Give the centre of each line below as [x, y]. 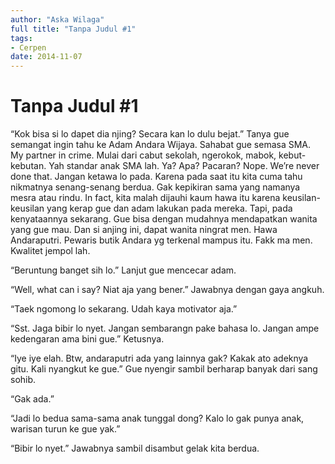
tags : [21, 38]
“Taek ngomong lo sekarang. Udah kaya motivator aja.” [124, 309]
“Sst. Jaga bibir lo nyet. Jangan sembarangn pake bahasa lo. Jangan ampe [165, 328]
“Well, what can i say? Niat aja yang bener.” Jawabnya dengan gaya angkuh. [167, 290]
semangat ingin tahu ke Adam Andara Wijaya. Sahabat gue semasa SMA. [161, 145]
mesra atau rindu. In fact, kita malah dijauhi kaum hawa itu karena [145, 198]
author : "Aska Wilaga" [57, 19]
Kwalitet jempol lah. [50, 251]
